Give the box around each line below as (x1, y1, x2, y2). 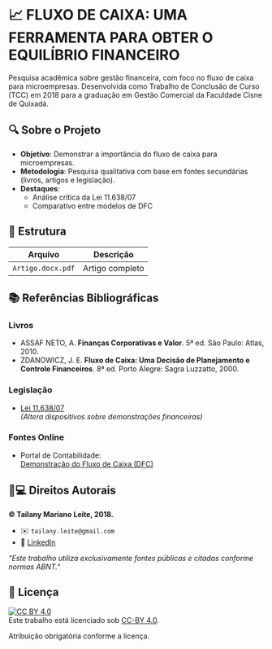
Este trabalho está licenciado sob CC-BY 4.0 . (8, 616, 160, 625)
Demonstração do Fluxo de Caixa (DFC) (19, 458, 154, 468)
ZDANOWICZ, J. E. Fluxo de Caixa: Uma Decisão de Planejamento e (19, 355, 250, 366)
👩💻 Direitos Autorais (8, 484, 116, 498)
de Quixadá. (8, 99, 50, 108)
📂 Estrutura (8, 225, 67, 239)
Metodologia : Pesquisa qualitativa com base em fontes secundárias (19, 166, 248, 176)
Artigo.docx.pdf (12, 263, 76, 273)
